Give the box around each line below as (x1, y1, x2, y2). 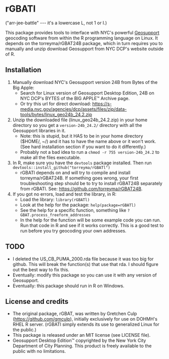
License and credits (5, 297, 69, 306)
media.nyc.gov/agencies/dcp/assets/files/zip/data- (20, 106, 127, 112)
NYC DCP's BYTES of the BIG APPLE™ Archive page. (20, 95, 130, 101)
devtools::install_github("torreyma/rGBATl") (12, 165, 110, 170)
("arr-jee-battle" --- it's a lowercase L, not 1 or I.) (5, 20, 107, 26)
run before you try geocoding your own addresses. (20, 228, 126, 234)
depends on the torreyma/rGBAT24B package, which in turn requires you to (5, 40, 163, 46)
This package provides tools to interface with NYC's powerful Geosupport (5, 29, 159, 35)
